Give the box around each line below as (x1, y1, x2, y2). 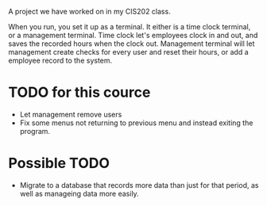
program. (19, 126, 50, 135)
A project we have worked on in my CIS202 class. (8, 7, 171, 16)
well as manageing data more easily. (19, 189, 139, 198)
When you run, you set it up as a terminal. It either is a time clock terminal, (8, 22, 251, 31)
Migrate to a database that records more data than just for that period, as (19, 180, 259, 189)
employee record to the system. (8, 55, 113, 65)
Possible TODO (8, 154, 110, 173)
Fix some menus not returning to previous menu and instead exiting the (19, 118, 253, 128)
